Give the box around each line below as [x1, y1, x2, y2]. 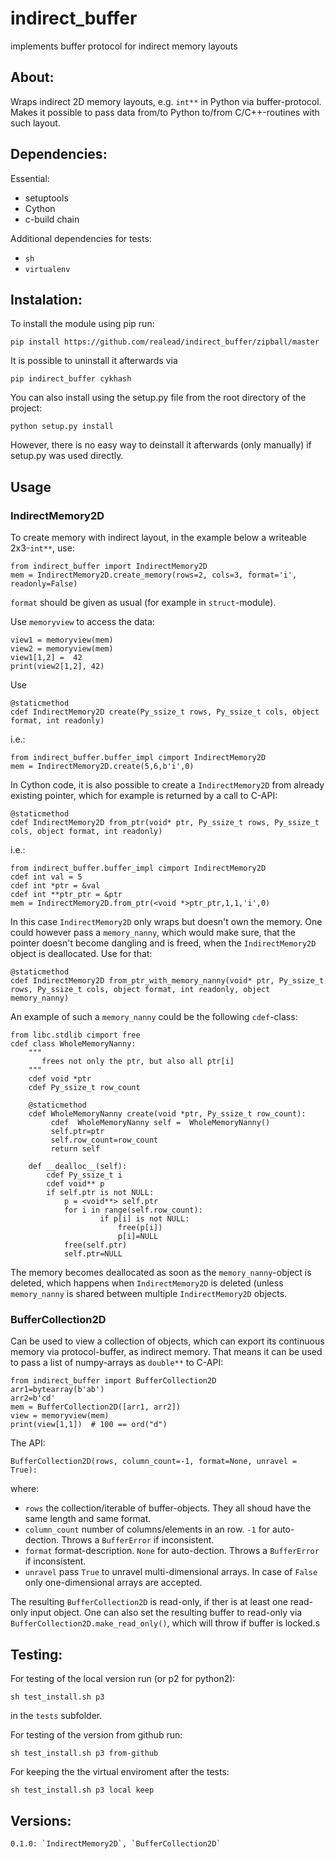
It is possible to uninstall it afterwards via [10, 355, 178, 367]
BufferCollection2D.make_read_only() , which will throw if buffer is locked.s [10, 1617, 321, 1629]
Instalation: [10, 291, 83, 308]
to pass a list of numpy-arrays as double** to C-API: [10, 1357, 224, 1369]
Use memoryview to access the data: [10, 616, 155, 628]
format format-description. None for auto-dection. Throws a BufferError [24, 1545, 320, 1557]
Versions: [10, 1812, 72, 1829]
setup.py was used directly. [10, 450, 124, 462]
